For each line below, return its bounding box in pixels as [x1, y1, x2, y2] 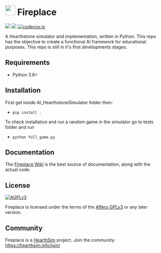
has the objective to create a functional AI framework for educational [5, 38, 147, 44]
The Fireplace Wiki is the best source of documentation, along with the [5, 161, 151, 167]
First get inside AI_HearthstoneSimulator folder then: [5, 99, 113, 105]
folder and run [5, 124, 34, 130]
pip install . [12, 110, 42, 115]
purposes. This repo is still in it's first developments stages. [5, 44, 128, 50]
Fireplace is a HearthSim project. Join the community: [5, 237, 116, 243]
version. [5, 210, 22, 216]
